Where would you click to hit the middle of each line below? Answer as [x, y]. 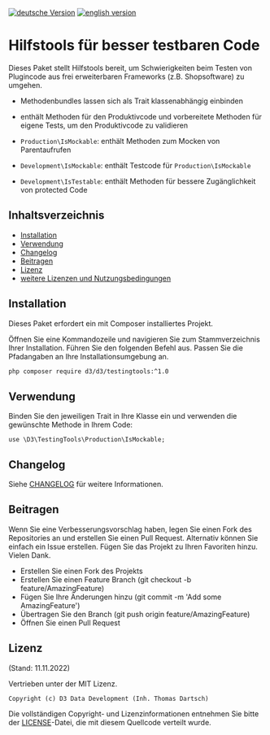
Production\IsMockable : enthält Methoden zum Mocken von [120, 141]
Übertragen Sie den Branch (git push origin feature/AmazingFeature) [135, 614]
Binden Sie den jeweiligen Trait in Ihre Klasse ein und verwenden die [123, 416]
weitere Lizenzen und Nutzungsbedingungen [96, 278]
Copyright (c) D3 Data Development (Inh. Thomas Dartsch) [109, 698]
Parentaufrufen [46, 150]
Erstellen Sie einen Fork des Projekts [82, 571]
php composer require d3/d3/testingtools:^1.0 [89, 371]
